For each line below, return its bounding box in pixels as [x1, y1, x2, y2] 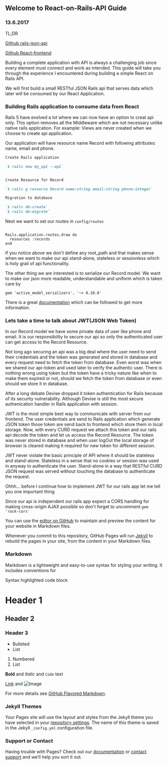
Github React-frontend [5, 50, 51, 56]
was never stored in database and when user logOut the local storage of [5, 438, 154, 444]
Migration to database [5, 195, 52, 201]
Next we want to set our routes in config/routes [5, 218, 104, 224]
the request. [5, 474, 30, 480]
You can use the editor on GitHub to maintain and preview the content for [5, 518, 156, 524]
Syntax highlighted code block [5, 577, 68, 583]
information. [5, 305, 30, 311]
